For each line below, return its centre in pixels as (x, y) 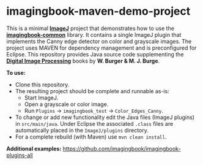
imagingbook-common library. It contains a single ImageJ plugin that (94, 34)
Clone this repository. (42, 85)
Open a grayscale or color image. (66, 104)
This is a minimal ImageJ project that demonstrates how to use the (90, 28)
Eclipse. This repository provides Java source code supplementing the (95, 54)
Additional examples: (34, 148)
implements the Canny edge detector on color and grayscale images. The (99, 41)
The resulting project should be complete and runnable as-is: (92, 91)
